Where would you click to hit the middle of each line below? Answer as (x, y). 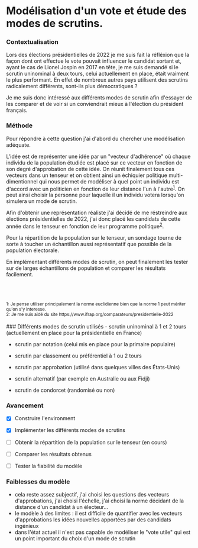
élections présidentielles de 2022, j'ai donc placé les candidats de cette (93, 219)
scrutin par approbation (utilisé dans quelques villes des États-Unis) (97, 368)
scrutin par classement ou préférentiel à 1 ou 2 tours (78, 356)
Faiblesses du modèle (38, 482)
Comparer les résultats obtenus (53, 454)
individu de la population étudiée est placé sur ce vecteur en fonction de (94, 162)
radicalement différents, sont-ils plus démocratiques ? (72, 86)
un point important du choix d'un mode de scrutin (75, 539)
